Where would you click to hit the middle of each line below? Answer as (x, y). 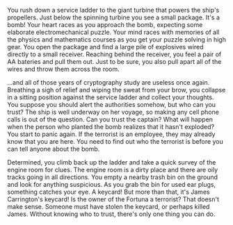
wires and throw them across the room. (63, 69)
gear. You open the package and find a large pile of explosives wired (105, 47)
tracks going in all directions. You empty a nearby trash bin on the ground (112, 177)
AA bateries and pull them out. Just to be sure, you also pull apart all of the (114, 61)
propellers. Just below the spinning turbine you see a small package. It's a (114, 17)
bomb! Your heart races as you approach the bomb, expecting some (105, 25)
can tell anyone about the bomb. (54, 149)
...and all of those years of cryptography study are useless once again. (109, 82)
